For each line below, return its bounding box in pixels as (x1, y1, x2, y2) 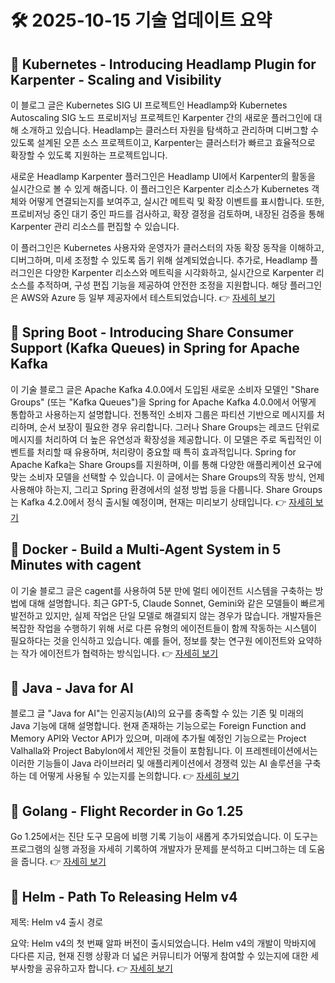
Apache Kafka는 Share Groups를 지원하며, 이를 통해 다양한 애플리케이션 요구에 (10, 458, 322, 470)
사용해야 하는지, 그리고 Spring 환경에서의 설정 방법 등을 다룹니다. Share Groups (10, 483, 323, 495)
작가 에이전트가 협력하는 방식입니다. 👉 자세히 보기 (20, 647, 219, 659)
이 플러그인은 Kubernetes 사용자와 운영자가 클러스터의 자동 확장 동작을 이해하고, (10, 242, 325, 253)
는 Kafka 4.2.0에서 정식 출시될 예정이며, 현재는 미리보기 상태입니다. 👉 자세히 (10, 496, 313, 508)
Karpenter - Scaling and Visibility (10, 71, 222, 88)
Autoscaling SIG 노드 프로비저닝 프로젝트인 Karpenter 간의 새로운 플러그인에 (10, 112, 312, 123)
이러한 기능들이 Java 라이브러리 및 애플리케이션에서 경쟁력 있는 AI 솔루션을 (10, 757, 303, 770)
